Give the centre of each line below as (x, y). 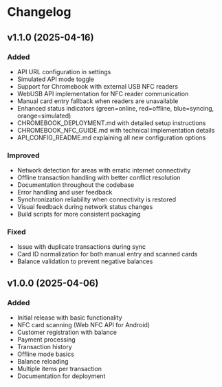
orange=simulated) (44, 115)
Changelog (39, 12)
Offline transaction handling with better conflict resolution (99, 178)
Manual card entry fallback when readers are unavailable (98, 101)
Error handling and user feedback (65, 192)
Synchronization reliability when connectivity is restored (97, 199)
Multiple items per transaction (59, 369)
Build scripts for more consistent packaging (79, 214)
